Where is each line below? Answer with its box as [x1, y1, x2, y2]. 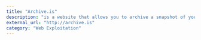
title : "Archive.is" [6, 8, 58, 15]
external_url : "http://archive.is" [6, 19, 95, 25]
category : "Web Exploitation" [6, 25, 82, 31]
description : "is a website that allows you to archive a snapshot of [6, 14, 186, 20]
